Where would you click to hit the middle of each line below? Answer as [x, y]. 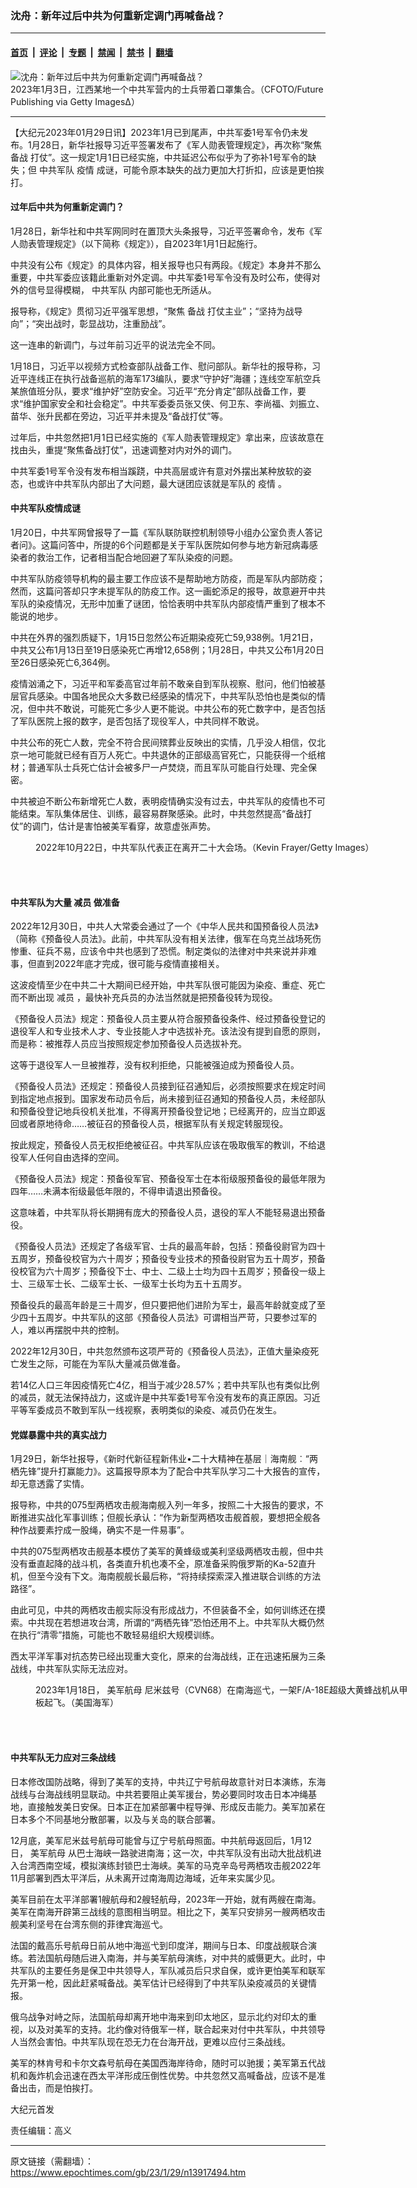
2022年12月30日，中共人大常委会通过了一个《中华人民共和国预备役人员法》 [164, 926]
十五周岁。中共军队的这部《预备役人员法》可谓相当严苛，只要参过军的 [172, 1318]
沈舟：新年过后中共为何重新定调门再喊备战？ [118, 15]
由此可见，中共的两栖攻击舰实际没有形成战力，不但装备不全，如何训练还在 [163, 1610]
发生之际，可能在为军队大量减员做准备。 [102, 1364]
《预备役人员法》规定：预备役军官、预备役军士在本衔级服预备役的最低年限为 [168, 1179]
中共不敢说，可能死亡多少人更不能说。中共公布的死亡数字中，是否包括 [181, 708]
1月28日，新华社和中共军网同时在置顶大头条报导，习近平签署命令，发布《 [162, 231]
